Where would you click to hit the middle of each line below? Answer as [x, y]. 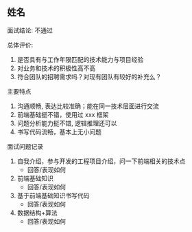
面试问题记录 [25, 146]
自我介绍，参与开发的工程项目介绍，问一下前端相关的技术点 [101, 161]
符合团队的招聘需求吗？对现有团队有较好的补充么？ [89, 76]
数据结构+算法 [37, 213]
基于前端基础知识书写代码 [53, 196]
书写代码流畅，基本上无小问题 [59, 131]
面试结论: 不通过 [30, 30]
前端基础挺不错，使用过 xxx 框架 [63, 114]
